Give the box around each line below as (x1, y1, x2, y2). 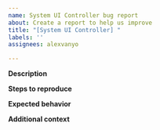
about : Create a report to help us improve (8, 19, 153, 27)
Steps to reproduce (8, 84, 72, 94)
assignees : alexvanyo (8, 41, 79, 49)
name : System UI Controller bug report (8, 11, 139, 20)
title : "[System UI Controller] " (8, 26, 122, 34)
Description (8, 69, 48, 78)
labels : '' (8, 33, 44, 42)
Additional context (8, 114, 71, 124)
